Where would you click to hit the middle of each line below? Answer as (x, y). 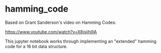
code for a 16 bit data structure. (36, 46)
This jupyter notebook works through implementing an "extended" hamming (81, 41)
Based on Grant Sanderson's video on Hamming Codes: (61, 22)
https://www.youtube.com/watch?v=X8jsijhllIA (51, 32)
